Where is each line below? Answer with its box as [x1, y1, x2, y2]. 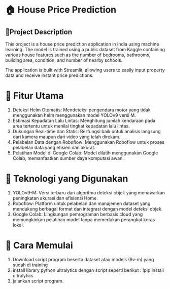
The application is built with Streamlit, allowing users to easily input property [5, 67, 165, 73]
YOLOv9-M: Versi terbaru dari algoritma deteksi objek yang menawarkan [12, 189, 165, 195]
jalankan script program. [12, 278, 64, 284]
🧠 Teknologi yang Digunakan [5, 173, 128, 185]
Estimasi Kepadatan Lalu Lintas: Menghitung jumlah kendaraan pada [12, 117, 156, 123]
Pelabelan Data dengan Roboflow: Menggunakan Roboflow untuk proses [12, 139, 165, 145]
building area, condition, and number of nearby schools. [5, 57, 123, 63]
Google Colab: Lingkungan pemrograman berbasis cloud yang [12, 211, 143, 217]
